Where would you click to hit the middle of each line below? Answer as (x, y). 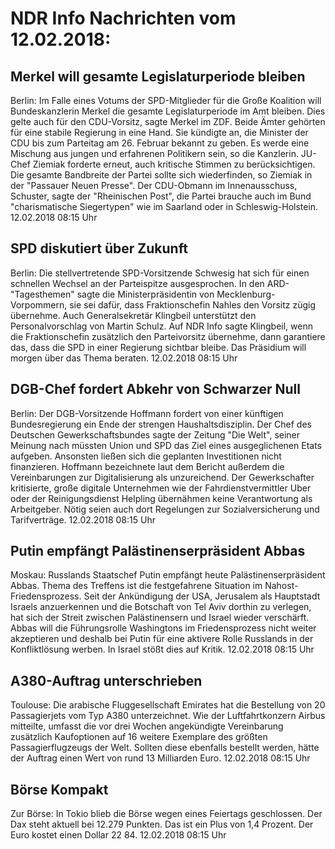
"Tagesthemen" (42, 294)
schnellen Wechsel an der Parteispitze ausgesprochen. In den (137, 283)
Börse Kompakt (59, 789)
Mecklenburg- (246, 294)
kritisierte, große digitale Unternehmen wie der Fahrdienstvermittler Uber (161, 488)
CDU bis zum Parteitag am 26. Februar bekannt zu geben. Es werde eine (160, 143)
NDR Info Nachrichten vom (123, 18)
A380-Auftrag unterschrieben (106, 680)
